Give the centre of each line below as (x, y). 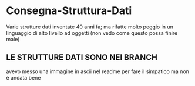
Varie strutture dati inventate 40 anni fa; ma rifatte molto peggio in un (90, 27)
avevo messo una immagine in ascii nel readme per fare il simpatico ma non (98, 71)
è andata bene (23, 77)
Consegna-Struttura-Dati (69, 11)
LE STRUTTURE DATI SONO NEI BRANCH (82, 57)
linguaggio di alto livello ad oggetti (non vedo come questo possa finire (92, 33)
